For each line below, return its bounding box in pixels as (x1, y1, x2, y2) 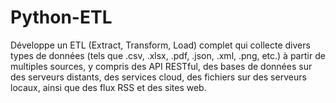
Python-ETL (10, 6, 113, 29)
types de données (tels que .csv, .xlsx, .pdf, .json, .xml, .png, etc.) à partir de (10, 49, 326, 61)
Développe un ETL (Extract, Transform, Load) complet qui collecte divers (10, 39, 311, 51)
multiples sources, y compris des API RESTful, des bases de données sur (10, 60, 313, 72)
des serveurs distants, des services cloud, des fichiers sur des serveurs (10, 71, 307, 83)
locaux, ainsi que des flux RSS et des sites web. (10, 81, 207, 93)
